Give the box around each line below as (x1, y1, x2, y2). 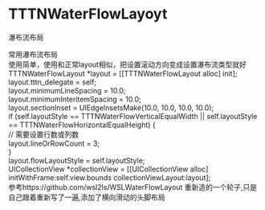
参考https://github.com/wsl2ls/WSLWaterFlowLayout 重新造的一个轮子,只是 (8, 182, 257, 191)
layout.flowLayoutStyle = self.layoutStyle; (8, 155, 145, 165)
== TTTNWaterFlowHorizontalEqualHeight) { (8, 120, 157, 130)
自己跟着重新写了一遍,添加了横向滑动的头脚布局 (8, 192, 166, 202)
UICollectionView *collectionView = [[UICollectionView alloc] (8, 164, 209, 174)
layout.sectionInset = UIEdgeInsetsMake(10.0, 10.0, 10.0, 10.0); (8, 102, 214, 113)
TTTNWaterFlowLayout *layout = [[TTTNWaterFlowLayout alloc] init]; (8, 68, 238, 78)
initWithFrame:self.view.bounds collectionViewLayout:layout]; (8, 172, 211, 182)
